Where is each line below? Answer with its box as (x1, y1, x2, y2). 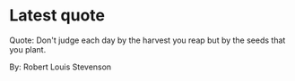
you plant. (9, 44, 47, 54)
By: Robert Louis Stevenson (9, 61, 112, 72)
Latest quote (9, 5, 106, 26)
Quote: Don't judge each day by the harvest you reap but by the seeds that (9, 35, 286, 45)
